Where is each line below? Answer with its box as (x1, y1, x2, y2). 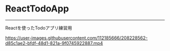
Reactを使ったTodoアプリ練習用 (5, 24, 72, 30)
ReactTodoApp (5, 3, 69, 14)
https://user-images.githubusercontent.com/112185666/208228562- (5, 34, 148, 40)
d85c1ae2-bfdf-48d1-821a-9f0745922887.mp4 (5, 40, 103, 46)
